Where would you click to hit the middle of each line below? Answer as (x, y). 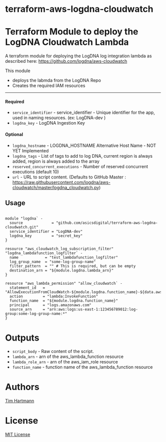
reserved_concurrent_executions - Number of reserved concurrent (80, 166)
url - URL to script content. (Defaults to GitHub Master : (69, 177)
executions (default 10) (36, 172)
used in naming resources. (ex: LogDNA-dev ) (59, 118)
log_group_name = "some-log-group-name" (53, 262)
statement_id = (27, 288)
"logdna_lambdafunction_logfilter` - (44, 253)
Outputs (22, 338)
